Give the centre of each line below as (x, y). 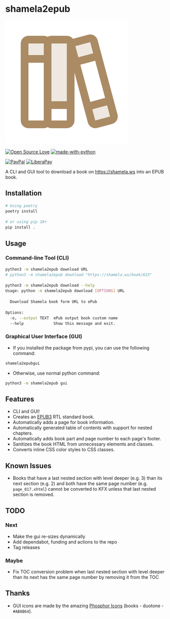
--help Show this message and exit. (63, 323)
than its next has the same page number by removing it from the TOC (86, 577)
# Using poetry (22, 206)
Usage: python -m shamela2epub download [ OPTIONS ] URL (65, 291)
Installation (24, 193)
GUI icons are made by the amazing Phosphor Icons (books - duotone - (88, 606)
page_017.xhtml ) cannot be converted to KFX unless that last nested (84, 489)
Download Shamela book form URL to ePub (54, 302)
